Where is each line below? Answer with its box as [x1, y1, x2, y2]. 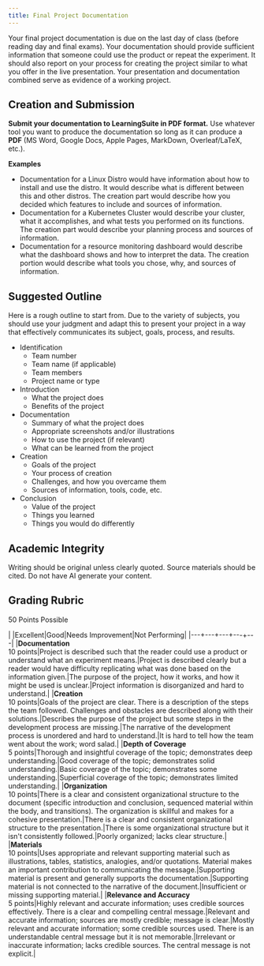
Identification [19, 343, 63, 352]
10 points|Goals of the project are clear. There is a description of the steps [8, 697, 250, 706]
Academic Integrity [8, 541, 105, 555]
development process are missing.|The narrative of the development [8, 722, 231, 732]
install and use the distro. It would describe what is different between [19, 183, 244, 193]
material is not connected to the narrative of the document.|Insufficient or [8, 882, 247, 891]
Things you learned [31, 511, 95, 520]
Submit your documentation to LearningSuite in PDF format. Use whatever [8, 119, 255, 129]
